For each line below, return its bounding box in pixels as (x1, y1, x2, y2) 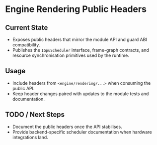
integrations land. (12, 134, 48, 140)
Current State (5, 23, 48, 32)
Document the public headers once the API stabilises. (12, 124, 123, 130)
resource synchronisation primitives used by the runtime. (12, 52, 129, 58)
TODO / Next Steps (5, 111, 65, 119)
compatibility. (12, 42, 40, 48)
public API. (12, 85, 35, 91)
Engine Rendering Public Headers (5, 3, 147, 15)
